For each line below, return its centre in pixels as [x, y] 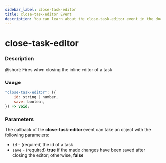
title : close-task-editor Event [38, 14]
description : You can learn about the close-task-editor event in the [79, 19]
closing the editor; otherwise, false [48, 155]
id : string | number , [36, 97]
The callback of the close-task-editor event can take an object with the [78, 129]
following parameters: [27, 135]
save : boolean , [30, 102]
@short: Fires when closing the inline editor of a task [59, 69]
